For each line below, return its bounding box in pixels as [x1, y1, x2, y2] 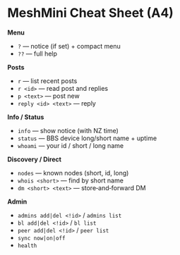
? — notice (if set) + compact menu [17, 42, 121, 50]
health [17, 242, 37, 249]
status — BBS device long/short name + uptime [17, 134, 157, 142]
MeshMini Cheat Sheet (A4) [7, 5, 174, 21]
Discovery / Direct [7, 155, 62, 163]
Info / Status [7, 113, 44, 121]
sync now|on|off [17, 235, 66, 242]
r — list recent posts [17, 76, 78, 85]
